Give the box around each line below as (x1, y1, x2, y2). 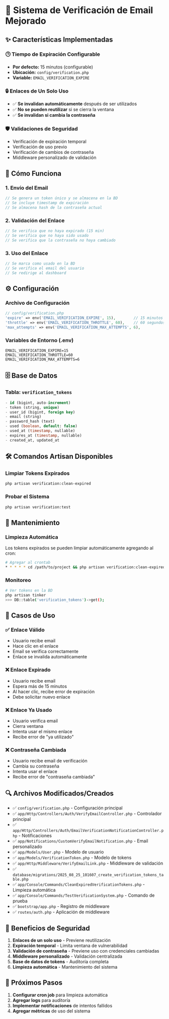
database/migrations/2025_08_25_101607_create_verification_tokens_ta (12, 873, 164, 878)
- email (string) (5, 414, 42, 419)
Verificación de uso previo (12, 144, 67, 150)
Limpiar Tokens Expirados (5, 470, 70, 477)
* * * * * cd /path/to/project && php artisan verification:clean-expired (5, 564, 165, 570)
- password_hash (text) (5, 419, 55, 424)
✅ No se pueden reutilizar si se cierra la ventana (12, 107, 114, 113)
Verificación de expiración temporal (12, 138, 87, 145)
